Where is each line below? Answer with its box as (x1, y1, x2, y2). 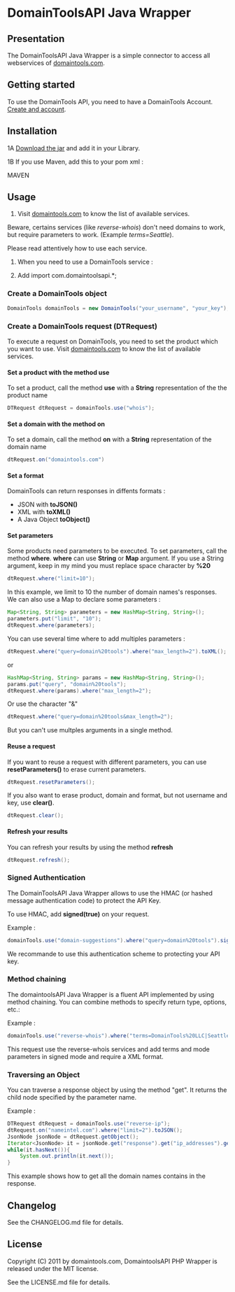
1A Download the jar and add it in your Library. (7, 143, 141, 152)
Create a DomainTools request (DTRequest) (7, 321, 158, 331)
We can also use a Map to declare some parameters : (7, 595, 161, 604)
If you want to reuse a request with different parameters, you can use (7, 758, 207, 766)
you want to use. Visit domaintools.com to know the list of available (7, 344, 201, 353)
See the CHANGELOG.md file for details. (7, 1218, 124, 1226)
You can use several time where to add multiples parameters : (7, 634, 185, 643)
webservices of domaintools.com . (7, 59, 105, 67)
